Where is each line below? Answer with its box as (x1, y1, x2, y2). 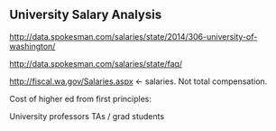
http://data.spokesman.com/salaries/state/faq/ (9, 58, 183, 69)
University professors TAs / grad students (9, 110, 165, 121)
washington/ (9, 41, 56, 51)
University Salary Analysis (9, 7, 162, 23)
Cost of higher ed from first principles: (9, 93, 152, 104)
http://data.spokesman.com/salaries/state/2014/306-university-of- (9, 31, 258, 42)
